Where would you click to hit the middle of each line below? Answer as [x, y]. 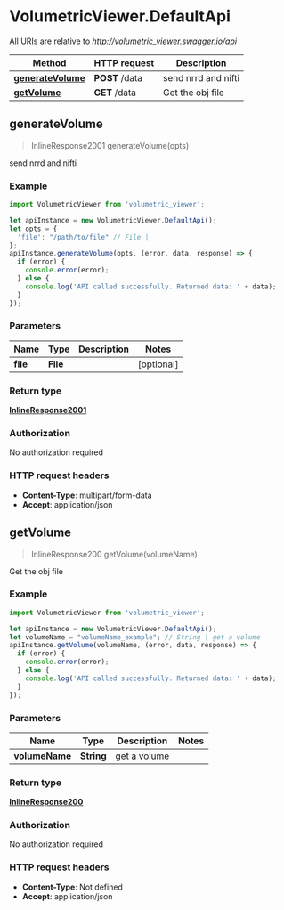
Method [49, 62]
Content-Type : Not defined [72, 887]
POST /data [118, 77]
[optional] [158, 364]
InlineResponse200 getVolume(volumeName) [114, 554]
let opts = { [33, 229]
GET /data [115, 93]
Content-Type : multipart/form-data [87, 495]
